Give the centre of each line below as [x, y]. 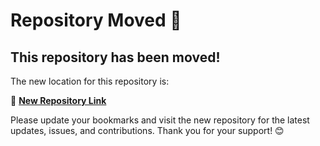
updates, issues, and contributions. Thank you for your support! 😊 [147, 130]
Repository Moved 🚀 [96, 20]
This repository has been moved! [115, 57]
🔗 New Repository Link [58, 100]
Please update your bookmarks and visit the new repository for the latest [160, 120]
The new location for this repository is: [90, 81]
